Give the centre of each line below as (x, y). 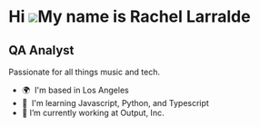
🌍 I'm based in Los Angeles (75, 90)
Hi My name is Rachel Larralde (130, 17)
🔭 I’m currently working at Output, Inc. (93, 112)
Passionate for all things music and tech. (85, 72)
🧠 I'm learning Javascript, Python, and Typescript (115, 103)
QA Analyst (41, 50)
